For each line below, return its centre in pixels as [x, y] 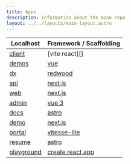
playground [25, 152]
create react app [71, 152]
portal [18, 133]
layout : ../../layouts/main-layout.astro [59, 23]
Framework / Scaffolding [84, 44]
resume [20, 142]
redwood [60, 73]
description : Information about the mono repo [66, 18]
